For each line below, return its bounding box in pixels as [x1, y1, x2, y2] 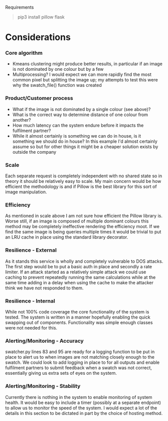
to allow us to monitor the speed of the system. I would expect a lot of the [5, 404, 157, 411]
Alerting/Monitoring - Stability [5, 383, 81, 390]
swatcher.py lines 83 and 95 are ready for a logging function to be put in [5, 349, 155, 355]
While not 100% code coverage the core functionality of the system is [5, 308, 149, 314]
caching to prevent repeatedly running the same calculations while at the [5, 274, 156, 280]
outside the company [12, 149, 57, 155]
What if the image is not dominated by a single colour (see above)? [12, 106, 151, 112]
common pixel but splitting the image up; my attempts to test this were [12, 77, 158, 83]
